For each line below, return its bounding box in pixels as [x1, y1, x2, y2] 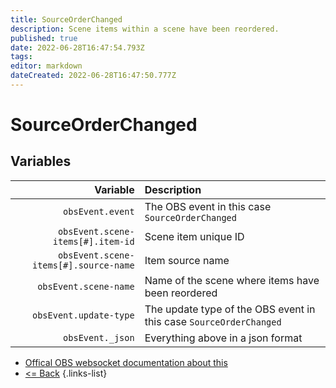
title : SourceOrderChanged [10, 14, 123, 25]
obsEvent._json [63, 332, 135, 343]
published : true [10, 33, 78, 43]
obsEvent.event [63, 206, 135, 217]
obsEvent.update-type [31, 309, 135, 321]
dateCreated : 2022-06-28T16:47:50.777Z [10, 71, 177, 81]
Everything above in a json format [144, 331, 303, 345]
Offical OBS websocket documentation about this [24, 356, 228, 368]
